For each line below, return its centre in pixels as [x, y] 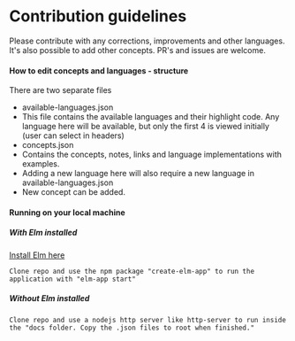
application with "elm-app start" [73, 279]
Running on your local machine [67, 212]
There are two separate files [61, 90]
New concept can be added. [74, 192]
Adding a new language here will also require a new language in [138, 174]
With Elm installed [43, 233]
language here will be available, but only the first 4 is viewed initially [145, 127]
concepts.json [48, 145]
